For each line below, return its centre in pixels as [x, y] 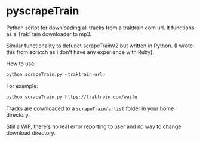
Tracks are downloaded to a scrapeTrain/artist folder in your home [90, 108]
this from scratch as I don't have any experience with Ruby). [80, 52]
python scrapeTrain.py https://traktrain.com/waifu [72, 97]
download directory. [31, 132]
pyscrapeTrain [43, 11]
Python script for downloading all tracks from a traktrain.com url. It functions [100, 28]
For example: [22, 86]
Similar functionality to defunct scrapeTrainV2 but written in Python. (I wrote [99, 46]
